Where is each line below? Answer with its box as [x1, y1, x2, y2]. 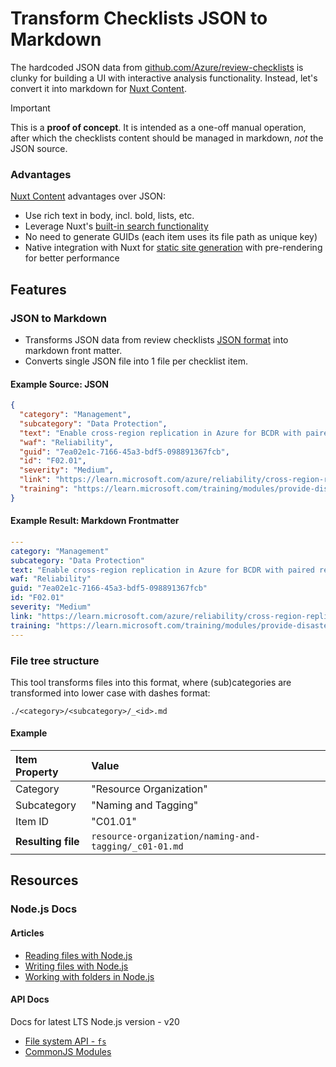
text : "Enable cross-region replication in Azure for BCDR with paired [10, 565, 315, 575]
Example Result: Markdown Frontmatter [10, 515, 180, 527]
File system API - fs [24, 1035, 107, 1047]
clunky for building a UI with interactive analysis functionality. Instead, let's [10, 72, 318, 84]
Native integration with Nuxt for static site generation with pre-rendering [24, 242, 323, 254]
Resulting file [15, 835, 80, 849]
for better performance [24, 252, 120, 264]
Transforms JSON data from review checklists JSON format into [24, 333, 289, 346]
